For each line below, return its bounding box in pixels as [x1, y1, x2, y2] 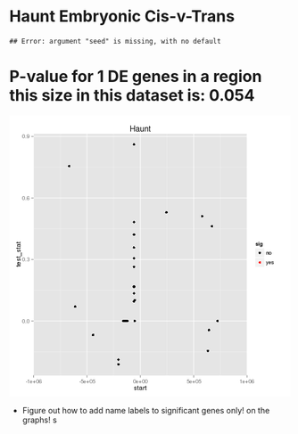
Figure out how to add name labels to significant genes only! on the [21, 405, 270, 415]
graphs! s [21, 414, 58, 425]
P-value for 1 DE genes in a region [9, 67, 262, 86]
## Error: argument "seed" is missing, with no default [9, 37, 221, 45]
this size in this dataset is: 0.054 [9, 86, 255, 106]
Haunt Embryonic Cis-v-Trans [9, 6, 235, 27]
